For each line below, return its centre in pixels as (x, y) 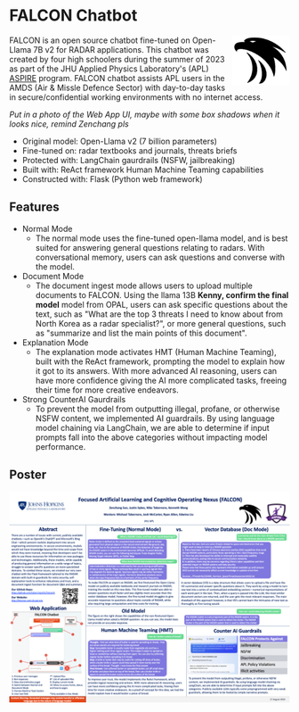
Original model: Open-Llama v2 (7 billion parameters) (120, 141)
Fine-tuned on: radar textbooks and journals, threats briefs (129, 150)
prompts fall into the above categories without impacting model (151, 437)
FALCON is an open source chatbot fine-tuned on (100, 40)
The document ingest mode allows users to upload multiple (144, 286)
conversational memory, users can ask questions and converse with (160, 257)
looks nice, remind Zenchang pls (69, 124)
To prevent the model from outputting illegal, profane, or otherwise (158, 409)
